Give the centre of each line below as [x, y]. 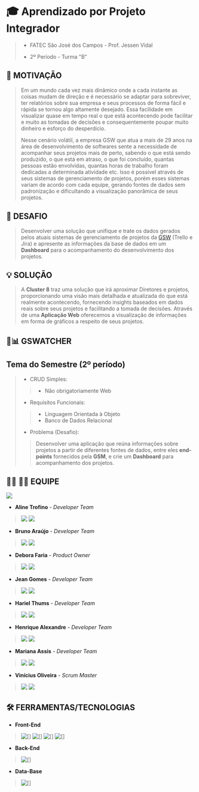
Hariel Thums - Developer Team [55, 603]
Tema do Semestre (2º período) [66, 365]
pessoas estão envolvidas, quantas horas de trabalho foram [94, 165]
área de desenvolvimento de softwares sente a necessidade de [99, 146]
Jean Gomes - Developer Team [54, 579]
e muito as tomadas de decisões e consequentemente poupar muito [105, 122]
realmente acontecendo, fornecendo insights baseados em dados [102, 302]
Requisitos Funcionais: [57, 402]
